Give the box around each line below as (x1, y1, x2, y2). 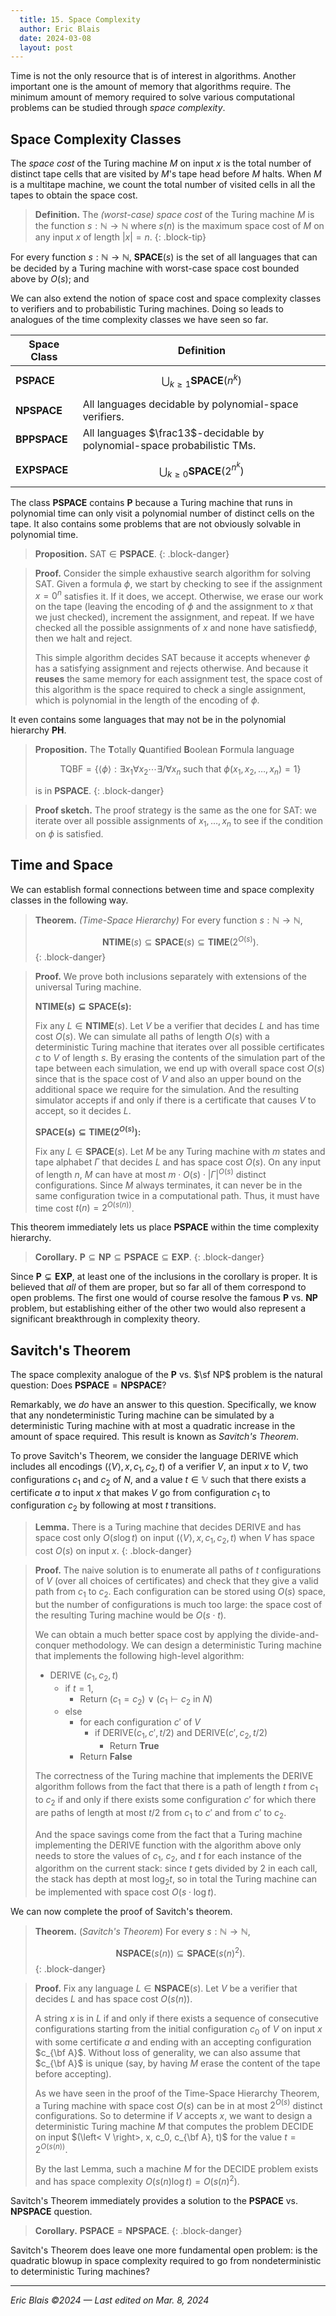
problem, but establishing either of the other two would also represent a (10, 1302, 307, 1315)
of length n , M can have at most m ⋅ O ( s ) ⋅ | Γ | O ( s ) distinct (34, 1166, 267, 1180)
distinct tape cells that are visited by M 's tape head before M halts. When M (10, 168, 322, 180)
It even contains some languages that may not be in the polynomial (10, 714, 287, 726)
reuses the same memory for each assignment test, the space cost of (34, 673, 323, 685)
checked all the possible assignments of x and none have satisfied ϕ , (34, 622, 318, 634)
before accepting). (34, 2067, 112, 2080)
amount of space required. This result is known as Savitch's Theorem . (10, 1431, 300, 1443)
